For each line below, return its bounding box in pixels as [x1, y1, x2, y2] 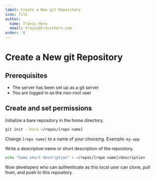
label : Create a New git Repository [5, 7, 81, 12]
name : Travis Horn [9, 21, 48, 26]
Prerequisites [5, 71, 48, 80]
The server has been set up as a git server [12, 85, 99, 90]
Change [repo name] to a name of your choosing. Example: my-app [5, 136, 140, 142]
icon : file [5, 12, 28, 17]
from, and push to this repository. [5, 169, 73, 175]
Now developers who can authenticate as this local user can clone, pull [5, 164, 151, 170]
